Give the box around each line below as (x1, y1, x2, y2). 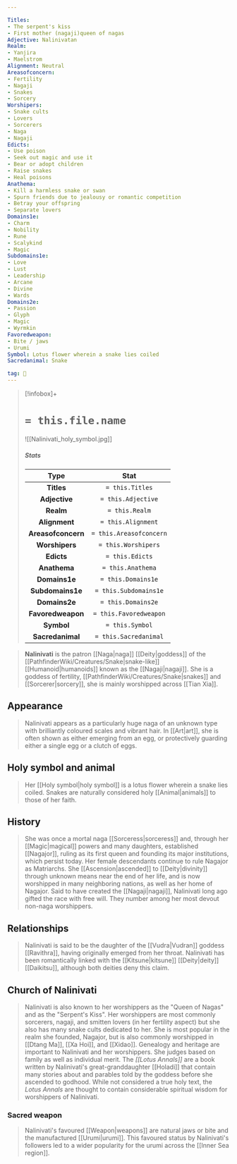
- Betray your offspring (7, 200, 80, 207)
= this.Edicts (105, 552, 153, 560)
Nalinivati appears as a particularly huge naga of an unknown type (24, 718, 218, 727)
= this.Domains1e (99, 575, 159, 583)
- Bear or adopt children (7, 161, 83, 168)
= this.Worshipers (98, 541, 160, 549)
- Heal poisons (7, 173, 52, 180)
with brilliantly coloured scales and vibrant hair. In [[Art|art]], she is (24, 726, 219, 735)
